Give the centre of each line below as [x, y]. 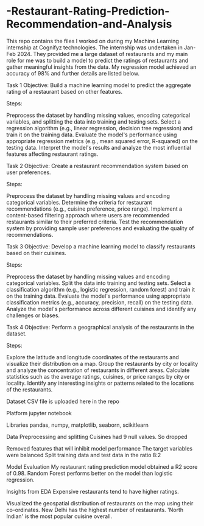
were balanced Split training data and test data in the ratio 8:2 [84, 455]
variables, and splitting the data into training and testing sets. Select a [94, 121]
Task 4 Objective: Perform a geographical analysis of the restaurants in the [100, 327]
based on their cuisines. [37, 253]
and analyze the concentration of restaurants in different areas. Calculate [98, 370]
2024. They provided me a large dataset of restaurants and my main [103, 54]
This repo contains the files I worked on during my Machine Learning [93, 41]
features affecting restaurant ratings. [52, 154]
